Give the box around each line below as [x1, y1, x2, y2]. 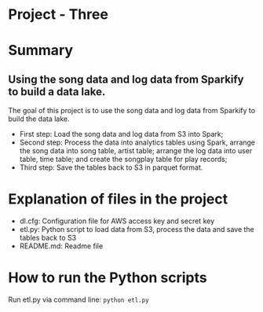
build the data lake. [8, 114, 70, 123]
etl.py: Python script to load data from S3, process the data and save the [19, 225, 255, 234]
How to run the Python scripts [8, 269, 208, 287]
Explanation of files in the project [8, 190, 228, 208]
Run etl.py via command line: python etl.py [8, 295, 149, 304]
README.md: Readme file [19, 241, 104, 251]
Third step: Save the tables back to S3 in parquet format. [19, 163, 203, 172]
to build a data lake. [8, 85, 106, 98]
